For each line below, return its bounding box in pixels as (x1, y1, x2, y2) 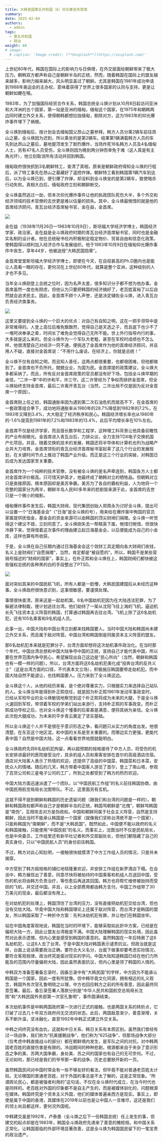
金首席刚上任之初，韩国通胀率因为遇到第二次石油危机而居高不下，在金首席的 (5, 399, 158, 405)
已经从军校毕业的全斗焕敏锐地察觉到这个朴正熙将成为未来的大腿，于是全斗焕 (5, 695, 158, 701)
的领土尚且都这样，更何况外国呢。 (5, 1103, 73, 1109)
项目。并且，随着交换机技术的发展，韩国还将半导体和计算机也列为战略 (13, 440, 154, 446)
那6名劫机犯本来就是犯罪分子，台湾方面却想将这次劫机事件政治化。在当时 (5, 642, 152, 648)
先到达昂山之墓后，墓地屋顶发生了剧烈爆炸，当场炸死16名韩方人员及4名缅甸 (5, 141, 157, 147)
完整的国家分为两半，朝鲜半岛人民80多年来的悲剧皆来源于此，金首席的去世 (5, 487, 155, 492)
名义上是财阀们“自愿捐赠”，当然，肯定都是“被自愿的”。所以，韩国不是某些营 (5, 550, 157, 555)
